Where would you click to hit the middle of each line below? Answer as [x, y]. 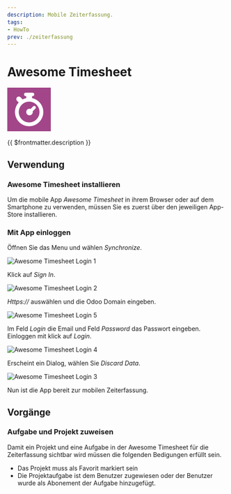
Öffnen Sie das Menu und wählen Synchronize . [75, 248]
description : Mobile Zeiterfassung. [60, 15]
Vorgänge [29, 412]
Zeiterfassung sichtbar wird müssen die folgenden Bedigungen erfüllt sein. [114, 454]
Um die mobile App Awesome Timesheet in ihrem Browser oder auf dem [111, 200]
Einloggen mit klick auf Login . [49, 336]
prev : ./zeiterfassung [40, 37]
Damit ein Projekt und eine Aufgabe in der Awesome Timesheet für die [108, 447]
